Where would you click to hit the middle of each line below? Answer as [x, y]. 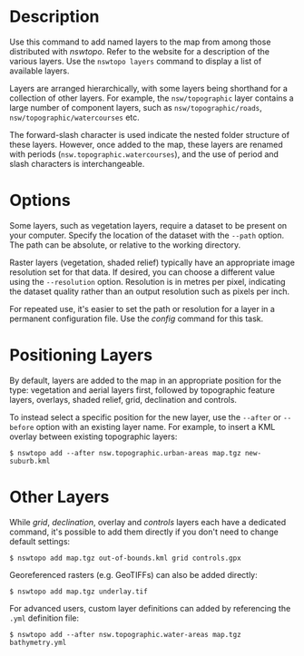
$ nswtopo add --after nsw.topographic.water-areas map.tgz [126, 634]
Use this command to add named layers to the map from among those [140, 42]
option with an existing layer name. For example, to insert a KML [156, 426]
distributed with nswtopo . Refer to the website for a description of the [140, 51]
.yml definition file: [44, 618]
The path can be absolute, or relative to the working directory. [125, 245]
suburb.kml [30, 461]
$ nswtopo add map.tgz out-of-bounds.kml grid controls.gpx [126, 558]
